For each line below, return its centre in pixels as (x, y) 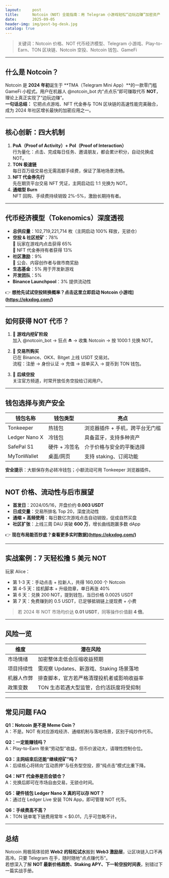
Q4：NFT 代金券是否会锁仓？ (35, 776)
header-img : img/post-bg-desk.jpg (41, 24)
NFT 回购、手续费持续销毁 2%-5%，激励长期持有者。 (68, 196)
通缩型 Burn (25, 189)
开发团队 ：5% (27, 275)
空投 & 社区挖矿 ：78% (35, 237)
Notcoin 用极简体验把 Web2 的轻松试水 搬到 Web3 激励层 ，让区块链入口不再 (84, 852)
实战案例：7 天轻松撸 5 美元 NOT (56, 558)
